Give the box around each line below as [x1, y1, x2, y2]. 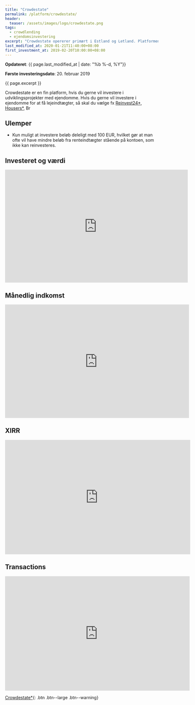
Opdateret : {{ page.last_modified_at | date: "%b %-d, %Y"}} [5, 61, 126, 67]
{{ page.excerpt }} [5, 80, 42, 86]
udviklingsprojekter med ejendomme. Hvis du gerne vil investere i [5, 94, 137, 100]
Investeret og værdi [5, 156, 66, 165]
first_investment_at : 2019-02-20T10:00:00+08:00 [5, 48, 106, 53]
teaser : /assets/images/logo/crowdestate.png [9, 20, 104, 26]
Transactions [5, 563, 46, 571]
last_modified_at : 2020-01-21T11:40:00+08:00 [5, 43, 99, 48]
